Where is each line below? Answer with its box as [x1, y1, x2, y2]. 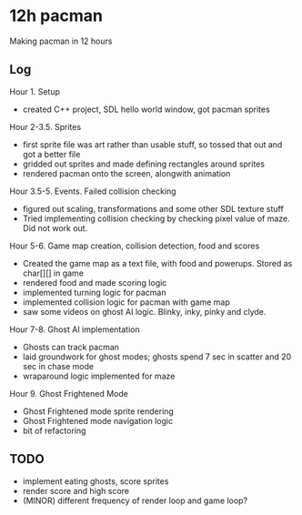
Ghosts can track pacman [22, 341, 120, 352]
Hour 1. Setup [9, 86, 61, 96]
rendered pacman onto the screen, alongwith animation [22, 167, 231, 178]
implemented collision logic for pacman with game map [22, 297, 230, 308]
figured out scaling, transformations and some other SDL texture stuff [22, 203, 284, 214]
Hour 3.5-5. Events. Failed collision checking [9, 186, 176, 197]
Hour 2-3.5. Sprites [9, 121, 82, 132]
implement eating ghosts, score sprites [22, 475, 169, 487]
